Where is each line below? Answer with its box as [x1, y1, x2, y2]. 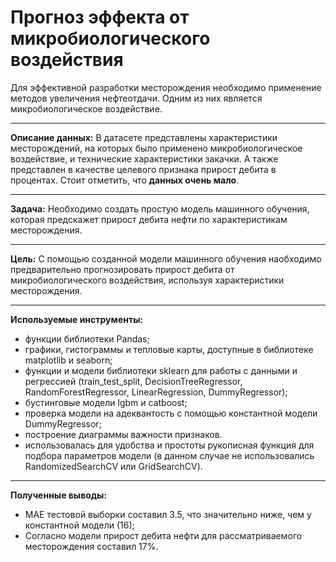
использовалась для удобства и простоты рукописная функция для [24, 439, 315, 451]
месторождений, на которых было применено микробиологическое [10, 142, 303, 154]
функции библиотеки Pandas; [24, 332, 150, 345]
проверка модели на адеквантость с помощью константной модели [24, 407, 318, 419]
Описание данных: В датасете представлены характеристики [10, 131, 278, 143]
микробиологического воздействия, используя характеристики [10, 274, 285, 286]
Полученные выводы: [10, 489, 108, 501]
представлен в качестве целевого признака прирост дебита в [10, 163, 277, 175]
